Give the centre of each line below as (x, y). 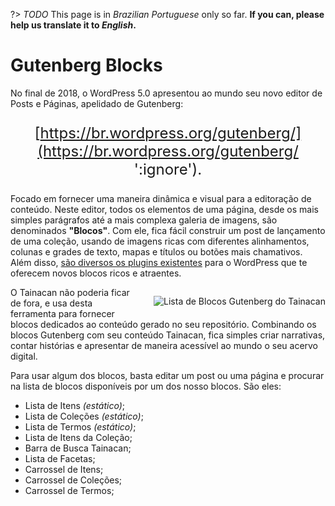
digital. (24, 356)
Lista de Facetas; (60, 458)
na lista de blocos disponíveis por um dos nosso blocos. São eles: (146, 386)
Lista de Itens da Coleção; (78, 437)
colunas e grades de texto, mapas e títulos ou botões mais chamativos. (156, 251)
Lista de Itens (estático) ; (75, 405)
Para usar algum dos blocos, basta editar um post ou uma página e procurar (167, 375)
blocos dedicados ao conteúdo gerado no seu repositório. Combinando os (163, 324)
